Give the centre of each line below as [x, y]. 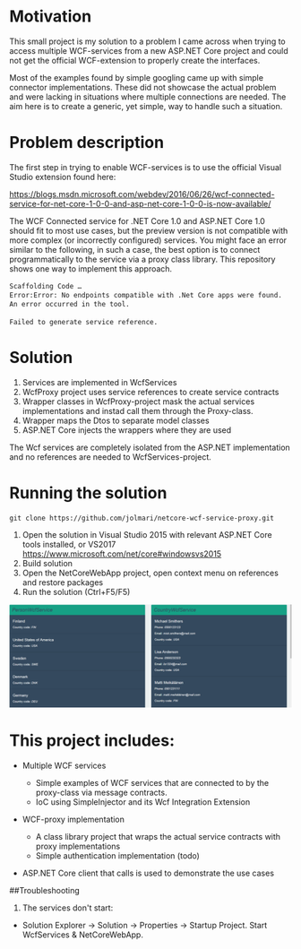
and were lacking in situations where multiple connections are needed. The [148, 97]
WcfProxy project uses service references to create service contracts [150, 392]
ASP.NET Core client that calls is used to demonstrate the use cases [148, 873]
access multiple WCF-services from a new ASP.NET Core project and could [149, 50]
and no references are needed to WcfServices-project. [111, 457]
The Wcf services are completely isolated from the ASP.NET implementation [150, 447]
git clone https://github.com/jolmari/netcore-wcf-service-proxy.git [142, 518]
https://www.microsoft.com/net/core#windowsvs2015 [122, 554]
